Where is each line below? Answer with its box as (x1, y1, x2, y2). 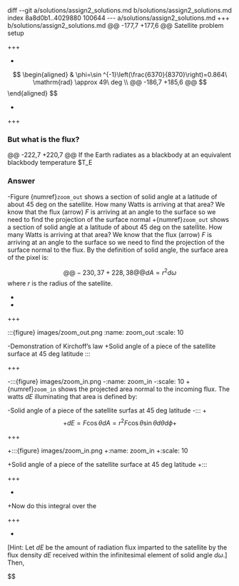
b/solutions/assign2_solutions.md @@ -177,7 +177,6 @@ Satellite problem (7, 21, 224, 29)
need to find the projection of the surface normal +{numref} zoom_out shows (7, 215, 230, 223)
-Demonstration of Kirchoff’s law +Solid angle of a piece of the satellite (7, 342, 216, 350)
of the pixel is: (7, 253, 49, 261)
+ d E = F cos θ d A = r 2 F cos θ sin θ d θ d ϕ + (63, 418, 177, 427)
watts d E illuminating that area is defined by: (7, 393, 138, 401)
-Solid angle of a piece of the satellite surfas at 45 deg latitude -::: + (7, 406, 207, 415)
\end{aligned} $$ (7, 89, 59, 97)
